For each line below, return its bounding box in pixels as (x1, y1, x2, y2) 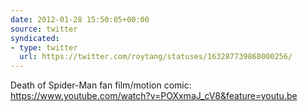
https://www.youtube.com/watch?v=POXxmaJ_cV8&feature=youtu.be (10, 90, 298, 102)
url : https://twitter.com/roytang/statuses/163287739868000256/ (19, 52, 293, 62)
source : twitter (10, 24, 78, 34)
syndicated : (10, 33, 60, 43)
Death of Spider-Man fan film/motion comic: (10, 79, 192, 91)
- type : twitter (10, 42, 78, 53)
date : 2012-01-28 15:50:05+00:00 (10, 14, 150, 25)
